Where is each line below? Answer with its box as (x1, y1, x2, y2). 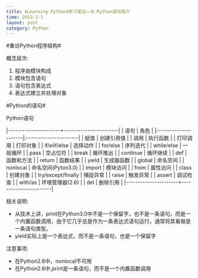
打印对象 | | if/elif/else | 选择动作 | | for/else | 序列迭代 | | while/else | (15, 142, 181, 149)
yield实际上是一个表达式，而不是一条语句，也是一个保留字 (14, 232, 157, 240)
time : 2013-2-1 (6, 14, 44, 20)
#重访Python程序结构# (6, 42, 61, 49)
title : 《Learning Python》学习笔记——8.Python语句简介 (6, 8, 131, 15)
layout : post (6, 20, 38, 25)
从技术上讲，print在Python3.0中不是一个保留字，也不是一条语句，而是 (14, 211, 186, 218)
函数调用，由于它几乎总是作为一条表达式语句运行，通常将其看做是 (30, 218, 191, 225)
